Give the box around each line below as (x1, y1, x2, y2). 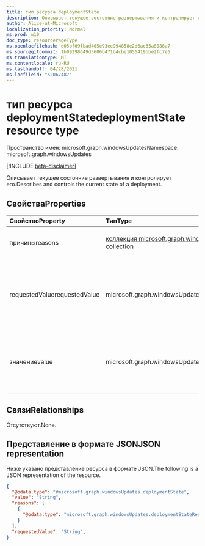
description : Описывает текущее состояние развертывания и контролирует (6, 15, 195, 21)
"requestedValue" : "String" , (12, 528, 86, 535)
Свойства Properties (6, 198, 87, 208)
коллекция (106, 235, 137, 243)
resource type (6, 124, 79, 138)
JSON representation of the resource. (6, 471, 101, 479)
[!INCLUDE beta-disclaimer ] (6, 163, 76, 170)
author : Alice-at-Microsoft (6, 20, 78, 26)
